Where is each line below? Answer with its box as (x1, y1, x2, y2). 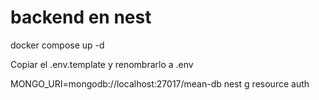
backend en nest (10, 6, 152, 29)
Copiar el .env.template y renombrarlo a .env (10, 58, 194, 70)
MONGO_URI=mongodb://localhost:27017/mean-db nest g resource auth (10, 77, 310, 90)
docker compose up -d (10, 39, 105, 51)
